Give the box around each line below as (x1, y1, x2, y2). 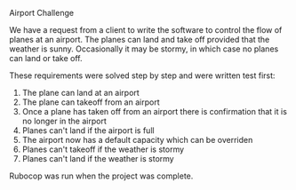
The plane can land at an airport (21, 88, 140, 98)
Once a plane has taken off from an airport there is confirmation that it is (21, 107, 287, 116)
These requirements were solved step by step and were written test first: (9, 70, 276, 81)
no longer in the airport (21, 115, 107, 126)
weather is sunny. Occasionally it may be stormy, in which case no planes (9, 44, 279, 54)
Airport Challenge (9, 8, 74, 18)
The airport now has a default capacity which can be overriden (21, 135, 253, 145)
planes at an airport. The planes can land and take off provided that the (9, 35, 270, 44)
